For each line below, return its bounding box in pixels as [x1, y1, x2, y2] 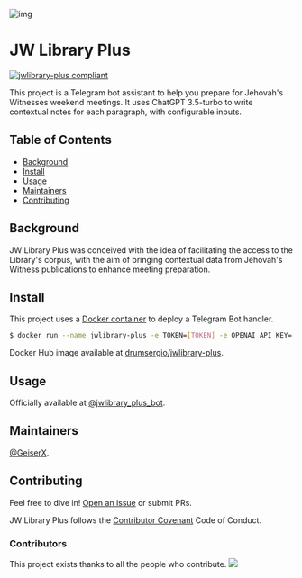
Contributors [9, 537, 68, 549]
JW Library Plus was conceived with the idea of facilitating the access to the [9, 244, 294, 256]
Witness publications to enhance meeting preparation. [9, 264, 211, 275]
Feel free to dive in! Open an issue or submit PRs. [9, 497, 192, 508]
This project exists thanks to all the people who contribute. [9, 558, 227, 569]
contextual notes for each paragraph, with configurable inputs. [9, 106, 242, 117]
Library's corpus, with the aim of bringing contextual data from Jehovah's [9, 254, 283, 265]
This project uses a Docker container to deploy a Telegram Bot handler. [9, 313, 274, 324]
